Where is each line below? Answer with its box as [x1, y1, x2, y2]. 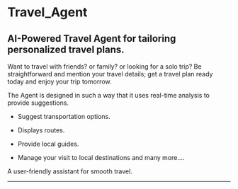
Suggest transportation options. [17, 113, 111, 120]
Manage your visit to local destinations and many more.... [17, 154, 185, 161]
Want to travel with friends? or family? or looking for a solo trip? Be [7, 62, 202, 71]
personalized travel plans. [7, 43, 125, 55]
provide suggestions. [7, 98, 69, 107]
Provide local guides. [17, 139, 79, 148]
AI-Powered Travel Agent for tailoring [7, 33, 176, 45]
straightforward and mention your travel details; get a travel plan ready [7, 70, 213, 78]
